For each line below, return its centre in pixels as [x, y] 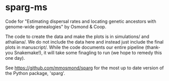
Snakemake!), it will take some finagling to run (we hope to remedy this [88, 53]
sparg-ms [26, 7]
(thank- [153, 47]
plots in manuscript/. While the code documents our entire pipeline [75, 47]
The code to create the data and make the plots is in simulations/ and [77, 36]
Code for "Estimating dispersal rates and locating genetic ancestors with [81, 21]
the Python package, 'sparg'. [35, 73]
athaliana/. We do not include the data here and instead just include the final [84, 42]
